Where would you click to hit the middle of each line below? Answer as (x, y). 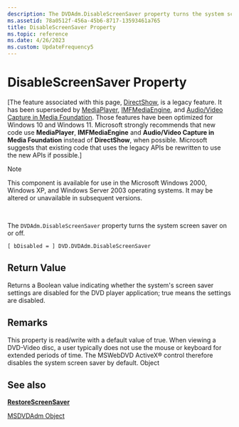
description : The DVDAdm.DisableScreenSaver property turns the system (116, 14)
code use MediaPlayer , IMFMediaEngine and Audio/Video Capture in (111, 132)
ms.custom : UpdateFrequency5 (51, 47)
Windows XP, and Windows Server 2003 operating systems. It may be (110, 190)
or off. (16, 233)
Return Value (37, 268)
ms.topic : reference (38, 34)
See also (27, 385)
